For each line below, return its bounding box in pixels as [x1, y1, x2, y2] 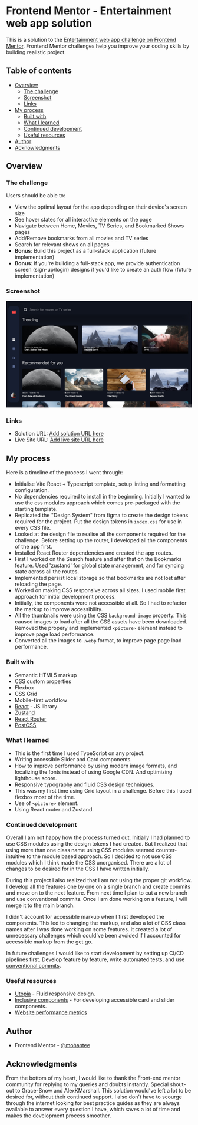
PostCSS [14, 721, 37, 728]
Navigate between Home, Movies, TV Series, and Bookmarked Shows [14, 222, 184, 229]
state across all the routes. [14, 568, 80, 575]
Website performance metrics [14, 1009, 87, 1016]
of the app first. [14, 543, 53, 550]
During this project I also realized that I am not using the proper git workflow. [6, 877, 192, 884]
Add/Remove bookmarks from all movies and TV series [14, 235, 149, 242]
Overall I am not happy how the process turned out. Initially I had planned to [6, 834, 190, 841]
